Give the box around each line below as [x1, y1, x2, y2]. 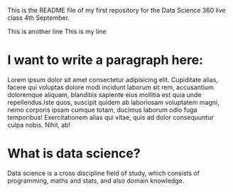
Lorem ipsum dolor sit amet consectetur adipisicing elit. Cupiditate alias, [7, 75, 219, 84]
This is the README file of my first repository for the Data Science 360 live [7, 6, 226, 14]
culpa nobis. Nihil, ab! [7, 120, 71, 129]
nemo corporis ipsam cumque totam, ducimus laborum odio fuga [7, 106, 197, 114]
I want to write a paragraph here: [7, 52, 204, 68]
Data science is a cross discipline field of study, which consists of [7, 169, 200, 177]
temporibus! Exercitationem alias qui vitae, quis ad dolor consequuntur [7, 113, 215, 121]
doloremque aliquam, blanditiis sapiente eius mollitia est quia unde [7, 90, 202, 98]
